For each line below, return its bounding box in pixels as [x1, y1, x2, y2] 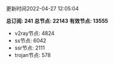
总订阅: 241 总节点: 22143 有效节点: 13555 [6, 17, 108, 24]
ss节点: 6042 [14, 37, 47, 44]
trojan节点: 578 [14, 52, 51, 58]
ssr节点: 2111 [14, 44, 45, 51]
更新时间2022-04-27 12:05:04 [6, 5, 79, 12]
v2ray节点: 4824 [14, 30, 55, 37]
